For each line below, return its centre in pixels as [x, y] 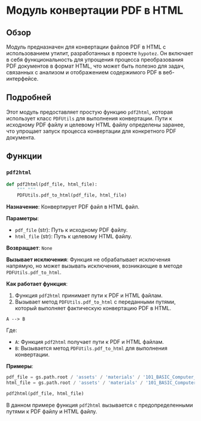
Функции [24, 156]
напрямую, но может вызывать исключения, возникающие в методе [94, 266]
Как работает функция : [37, 284]
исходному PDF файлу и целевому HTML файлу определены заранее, [96, 125]
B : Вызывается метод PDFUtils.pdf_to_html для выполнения [91, 349]
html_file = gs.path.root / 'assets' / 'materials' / [75, 383]
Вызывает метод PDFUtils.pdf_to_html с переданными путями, [95, 302]
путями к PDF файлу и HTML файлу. [52, 411]
